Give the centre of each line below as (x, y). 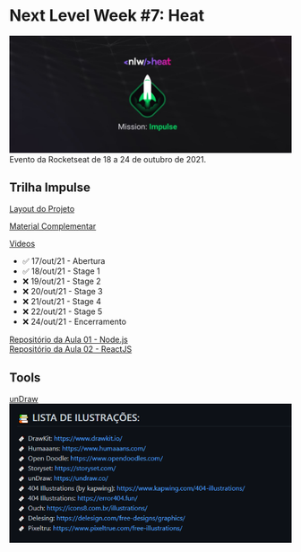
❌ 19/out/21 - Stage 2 (61, 281)
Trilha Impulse (50, 188)
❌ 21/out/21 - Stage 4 (61, 302)
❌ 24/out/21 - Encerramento (74, 322)
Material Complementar (53, 226)
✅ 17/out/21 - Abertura (64, 261)
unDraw (24, 399)
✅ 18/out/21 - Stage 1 (61, 271)
